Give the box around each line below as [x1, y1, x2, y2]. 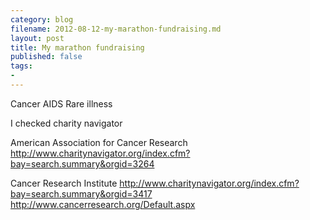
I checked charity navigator [10, 117, 123, 129]
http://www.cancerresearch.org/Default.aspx [10, 198, 196, 210]
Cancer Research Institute [10, 177, 118, 189]
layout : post [10, 33, 65, 43]
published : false [10, 52, 83, 62]
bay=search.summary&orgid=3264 [10, 157, 155, 170]
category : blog [10, 14, 74, 25]
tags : [10, 61, 33, 71]
